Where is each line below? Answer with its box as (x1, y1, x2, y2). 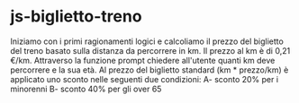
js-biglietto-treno (10, 6, 142, 27)
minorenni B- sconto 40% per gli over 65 (10, 83, 162, 94)
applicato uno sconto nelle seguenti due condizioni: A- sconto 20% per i (10, 73, 278, 84)
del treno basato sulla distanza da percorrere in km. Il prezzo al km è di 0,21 (10, 45, 291, 56)
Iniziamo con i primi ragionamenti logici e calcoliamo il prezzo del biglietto (10, 36, 285, 47)
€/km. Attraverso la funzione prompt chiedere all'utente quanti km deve (10, 55, 276, 65)
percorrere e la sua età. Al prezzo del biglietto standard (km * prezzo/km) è (10, 64, 289, 75)
